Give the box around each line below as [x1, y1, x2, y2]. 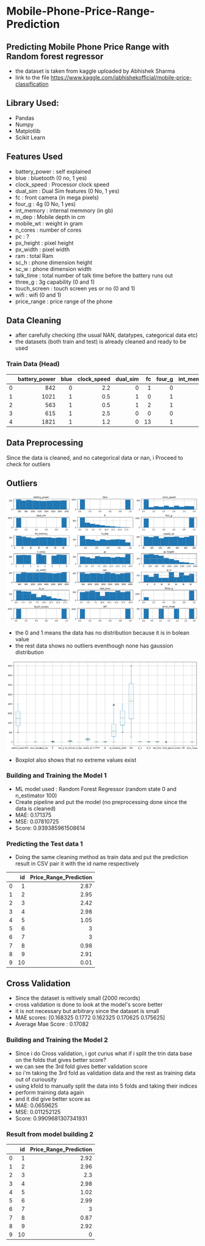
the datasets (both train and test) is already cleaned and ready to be [15, 338, 187, 345]
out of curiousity [15, 1075, 57, 1083]
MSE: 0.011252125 [15, 1108, 61, 1115]
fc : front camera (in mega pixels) [15, 194, 99, 201]
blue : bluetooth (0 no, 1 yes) [15, 174, 87, 182]
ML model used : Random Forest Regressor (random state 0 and [15, 785, 177, 792]
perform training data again [15, 1088, 84, 1096]
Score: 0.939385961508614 [15, 824, 85, 831]
